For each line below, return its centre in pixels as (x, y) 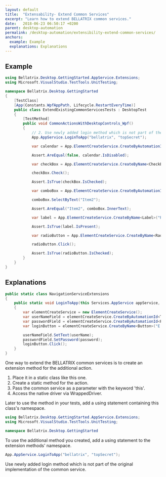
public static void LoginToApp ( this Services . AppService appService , (87, 303)
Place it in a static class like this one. (49, 378)
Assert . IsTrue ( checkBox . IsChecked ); (69, 182)
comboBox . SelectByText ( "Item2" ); (66, 200)
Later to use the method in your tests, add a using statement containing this (82, 403)
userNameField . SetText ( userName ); (58, 335)
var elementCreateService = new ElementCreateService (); (83, 312)
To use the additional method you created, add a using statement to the (78, 440)
